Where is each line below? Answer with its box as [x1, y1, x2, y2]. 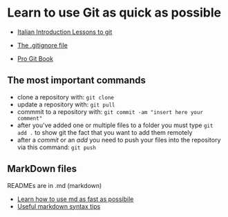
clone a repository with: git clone [17, 93, 114, 101]
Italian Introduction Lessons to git [17, 28, 113, 36]
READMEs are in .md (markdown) [7, 181, 102, 189]
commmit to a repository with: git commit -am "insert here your [17, 107, 204, 115]
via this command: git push [17, 143, 97, 151]
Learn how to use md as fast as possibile [17, 195, 134, 203]
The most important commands [7, 75, 146, 86]
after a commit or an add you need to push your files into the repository [17, 135, 221, 144]
